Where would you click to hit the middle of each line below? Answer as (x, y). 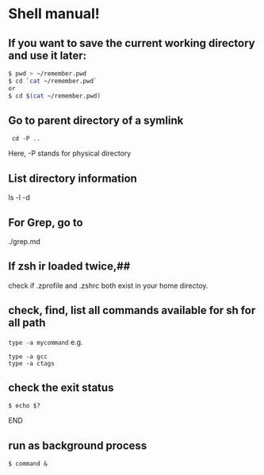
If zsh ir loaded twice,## (69, 266)
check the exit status (61, 387)
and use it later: (48, 55)
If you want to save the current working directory (132, 43)
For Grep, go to (46, 222)
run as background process (78, 445)
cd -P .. (26, 139)
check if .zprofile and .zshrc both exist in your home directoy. (108, 285)
